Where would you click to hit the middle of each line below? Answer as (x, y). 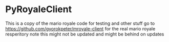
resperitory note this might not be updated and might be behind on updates (85, 34)
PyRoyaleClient (39, 9)
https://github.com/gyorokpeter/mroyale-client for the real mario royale (80, 28)
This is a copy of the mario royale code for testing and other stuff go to (80, 23)
